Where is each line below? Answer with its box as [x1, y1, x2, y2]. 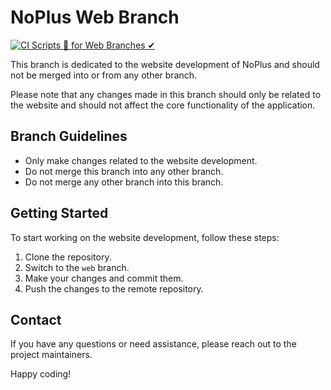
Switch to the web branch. [24, 261, 130, 273]
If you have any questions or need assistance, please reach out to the [10, 338, 297, 350]
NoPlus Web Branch [10, 6, 180, 29]
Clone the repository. [24, 251, 112, 263]
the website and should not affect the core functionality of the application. [10, 99, 316, 111]
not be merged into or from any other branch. [10, 69, 198, 81]
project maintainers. [10, 349, 93, 361]
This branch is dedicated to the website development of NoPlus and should [10, 58, 320, 70]
